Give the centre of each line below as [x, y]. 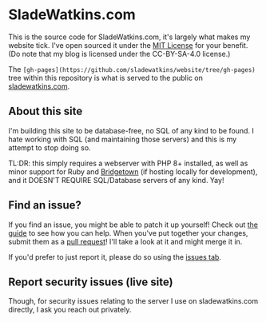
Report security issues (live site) [91, 282]
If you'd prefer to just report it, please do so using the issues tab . [115, 256]
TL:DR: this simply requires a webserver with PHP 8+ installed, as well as [128, 163]
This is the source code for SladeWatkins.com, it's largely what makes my [129, 37]
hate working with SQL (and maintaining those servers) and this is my [123, 139]
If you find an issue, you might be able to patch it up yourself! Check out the [133, 225]
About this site [46, 111]
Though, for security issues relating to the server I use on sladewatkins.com [133, 301]
